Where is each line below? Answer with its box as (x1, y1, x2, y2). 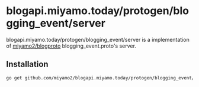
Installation (6, 59, 49, 69)
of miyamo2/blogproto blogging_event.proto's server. (6, 42, 136, 49)
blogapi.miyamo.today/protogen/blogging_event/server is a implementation (6, 36, 190, 43)
